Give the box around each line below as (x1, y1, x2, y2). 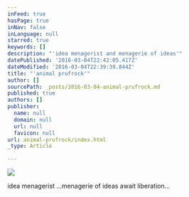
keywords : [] (7, 43, 46, 50)
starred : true (7, 37, 50, 44)
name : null (13, 110, 46, 117)
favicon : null (13, 129, 55, 137)
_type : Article (7, 143, 53, 150)
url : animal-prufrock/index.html (7, 136, 107, 143)
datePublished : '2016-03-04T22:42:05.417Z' (7, 57, 139, 64)
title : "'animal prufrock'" (7, 70, 91, 77)
